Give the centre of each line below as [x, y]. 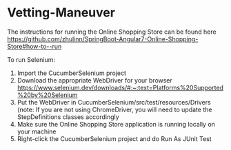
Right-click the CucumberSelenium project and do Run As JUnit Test [114, 138]
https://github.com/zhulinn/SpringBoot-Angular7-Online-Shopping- [103, 39]
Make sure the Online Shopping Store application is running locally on [116, 124]
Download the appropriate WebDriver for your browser [94, 80]
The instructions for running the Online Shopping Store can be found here [112, 32]
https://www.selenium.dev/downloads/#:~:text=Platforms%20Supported [120, 87]
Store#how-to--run [34, 46]
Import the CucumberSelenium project [71, 73]
